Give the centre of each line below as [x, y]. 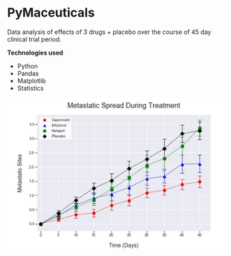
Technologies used [35, 53]
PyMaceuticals [51, 13]
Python [27, 66]
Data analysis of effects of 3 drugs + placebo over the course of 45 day [109, 32]
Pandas [28, 73]
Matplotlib [31, 80]
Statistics [30, 88]
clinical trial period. [34, 39]
